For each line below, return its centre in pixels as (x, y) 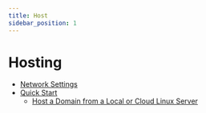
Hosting (35, 62)
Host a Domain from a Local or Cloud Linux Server (115, 101)
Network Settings (48, 84)
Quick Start (38, 93)
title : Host (28, 16)
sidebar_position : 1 (43, 23)
